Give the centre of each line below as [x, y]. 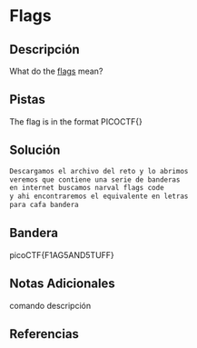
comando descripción [50, 305]
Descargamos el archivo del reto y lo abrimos [99, 171]
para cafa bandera [44, 205]
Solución [35, 150]
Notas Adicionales [62, 284]
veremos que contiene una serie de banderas [95, 179]
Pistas [27, 99]
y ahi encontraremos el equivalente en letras [99, 196]
